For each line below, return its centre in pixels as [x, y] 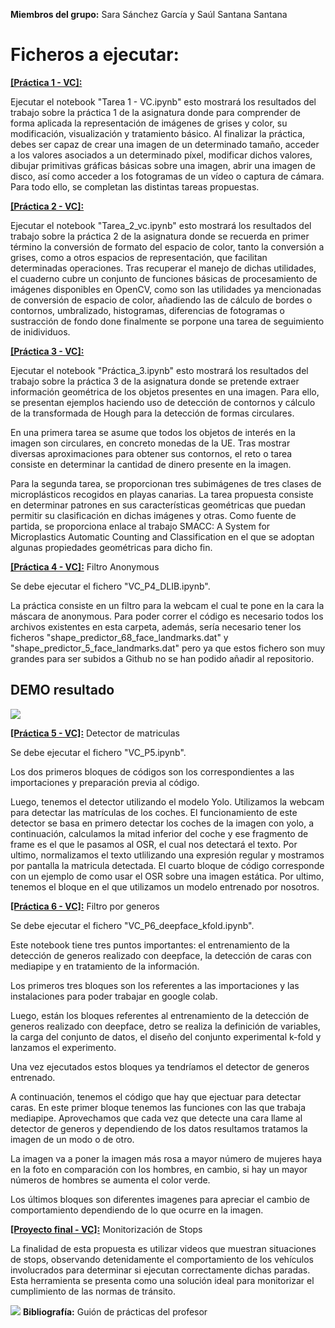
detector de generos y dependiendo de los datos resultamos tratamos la [159, 1128]
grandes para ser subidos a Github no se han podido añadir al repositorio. [162, 658]
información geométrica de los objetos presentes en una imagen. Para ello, [165, 391]
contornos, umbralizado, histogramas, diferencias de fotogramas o [147, 310]
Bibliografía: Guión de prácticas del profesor [115, 1311]
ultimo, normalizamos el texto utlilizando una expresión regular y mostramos [167, 855]
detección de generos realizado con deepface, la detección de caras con [161, 955]
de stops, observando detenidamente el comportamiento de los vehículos [162, 1259]
